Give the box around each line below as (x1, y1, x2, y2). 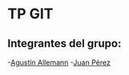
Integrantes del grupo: (7, 37, 122, 50)
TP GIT (7, 5, 54, 23)
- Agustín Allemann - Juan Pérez (7, 57, 111, 67)
